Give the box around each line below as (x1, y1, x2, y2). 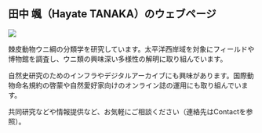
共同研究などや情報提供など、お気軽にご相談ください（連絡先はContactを (8, 106, 246, 116)
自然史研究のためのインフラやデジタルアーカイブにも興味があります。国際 (8, 70, 248, 80)
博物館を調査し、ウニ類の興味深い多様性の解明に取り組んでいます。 (8, 54, 227, 63)
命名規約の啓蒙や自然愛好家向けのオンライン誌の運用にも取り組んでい (14, 81, 242, 90)
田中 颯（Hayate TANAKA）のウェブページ (8, 7, 217, 21)
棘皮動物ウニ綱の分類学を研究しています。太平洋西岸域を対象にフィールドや (8, 44, 255, 53)
